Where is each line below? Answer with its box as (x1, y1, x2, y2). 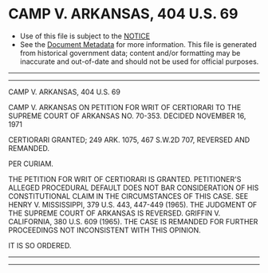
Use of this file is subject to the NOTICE (19, 31, 150, 41)
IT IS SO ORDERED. (8, 240, 72, 250)
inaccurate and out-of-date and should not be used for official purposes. (19, 57, 259, 66)
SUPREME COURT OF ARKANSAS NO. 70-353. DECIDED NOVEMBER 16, (8, 111, 246, 121)
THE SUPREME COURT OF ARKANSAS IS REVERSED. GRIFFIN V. (8, 208, 221, 218)
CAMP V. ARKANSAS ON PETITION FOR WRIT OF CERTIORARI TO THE (8, 102, 242, 112)
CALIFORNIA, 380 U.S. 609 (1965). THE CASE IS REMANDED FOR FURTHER (8, 216, 258, 226)
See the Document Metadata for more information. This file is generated (19, 39, 257, 49)
